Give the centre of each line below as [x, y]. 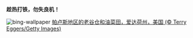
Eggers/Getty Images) [34, 28]
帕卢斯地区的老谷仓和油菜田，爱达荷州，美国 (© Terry [119, 22]
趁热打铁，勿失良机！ [33, 9]
